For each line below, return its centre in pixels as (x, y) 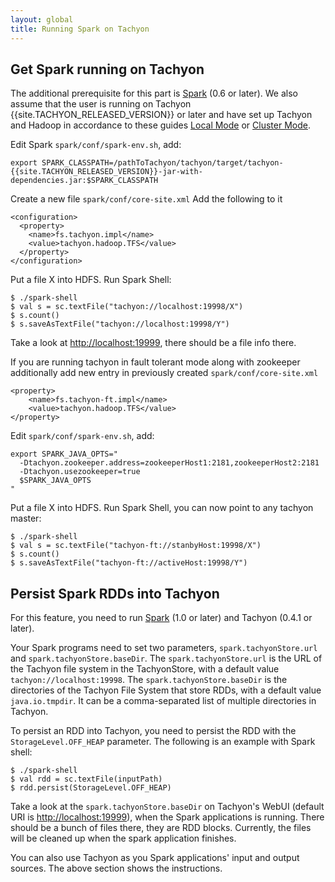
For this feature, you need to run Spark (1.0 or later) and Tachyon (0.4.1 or (161, 618)
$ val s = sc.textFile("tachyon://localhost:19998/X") (127, 307)
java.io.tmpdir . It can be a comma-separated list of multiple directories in (163, 701)
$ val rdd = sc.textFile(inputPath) (86, 779)
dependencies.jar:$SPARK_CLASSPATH (84, 181)
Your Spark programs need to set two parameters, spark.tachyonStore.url (164, 648)
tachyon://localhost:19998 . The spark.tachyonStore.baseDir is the (149, 680)
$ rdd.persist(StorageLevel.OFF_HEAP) (91, 788)
